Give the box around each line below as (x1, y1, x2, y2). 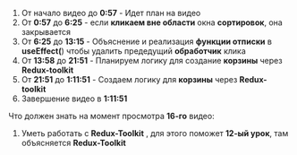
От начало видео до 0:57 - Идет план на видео (21, 8, 201, 18)
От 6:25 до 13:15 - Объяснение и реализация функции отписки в (21, 36, 272, 47)
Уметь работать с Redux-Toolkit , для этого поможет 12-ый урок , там (21, 128, 289, 138)
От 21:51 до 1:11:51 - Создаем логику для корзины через (21, 74, 238, 84)
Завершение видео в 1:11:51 (21, 93, 128, 104)
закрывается (21, 27, 72, 37)
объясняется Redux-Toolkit (21, 138, 126, 148)
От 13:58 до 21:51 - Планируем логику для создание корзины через (21, 56, 283, 65)
